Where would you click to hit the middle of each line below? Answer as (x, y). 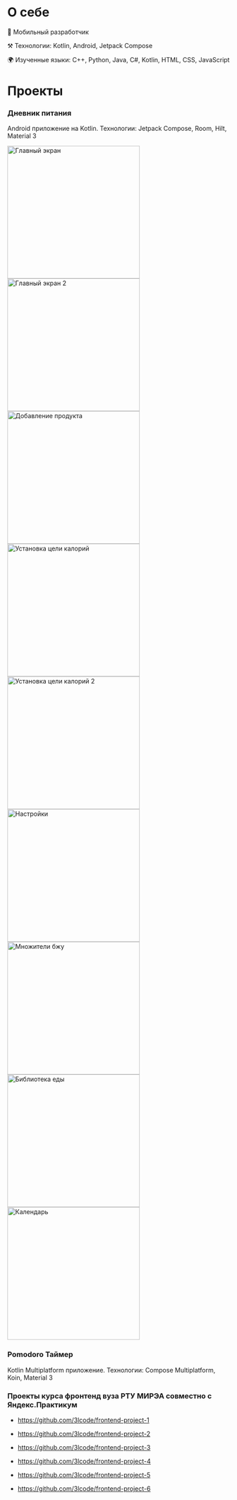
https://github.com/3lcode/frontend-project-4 (84, 1461)
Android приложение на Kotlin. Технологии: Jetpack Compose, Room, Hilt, (117, 129)
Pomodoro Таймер (40, 1354)
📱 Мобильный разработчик (48, 32)
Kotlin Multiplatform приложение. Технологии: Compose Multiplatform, (111, 1370)
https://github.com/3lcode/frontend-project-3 (84, 1448)
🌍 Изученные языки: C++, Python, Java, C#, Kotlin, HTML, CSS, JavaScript (119, 59)
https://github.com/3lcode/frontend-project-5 (84, 1475)
